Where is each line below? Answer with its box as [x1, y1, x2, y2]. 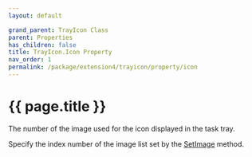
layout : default [8, 11, 62, 20]
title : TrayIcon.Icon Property [8, 49, 112, 57]
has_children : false [8, 41, 77, 49]
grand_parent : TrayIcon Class [8, 26, 109, 34]
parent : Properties [8, 33, 73, 41]
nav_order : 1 [8, 56, 52, 64]
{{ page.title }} [8, 97, 107, 116]
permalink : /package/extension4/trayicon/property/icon [8, 63, 198, 72]
